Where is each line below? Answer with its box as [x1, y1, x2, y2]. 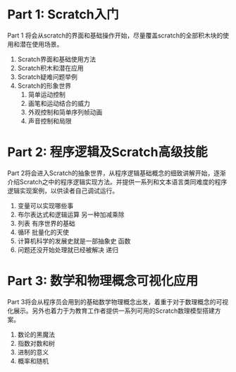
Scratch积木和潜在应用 [17, 64, 84, 72]
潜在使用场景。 [19, 40, 63, 48]
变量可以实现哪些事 [17, 201, 74, 210]
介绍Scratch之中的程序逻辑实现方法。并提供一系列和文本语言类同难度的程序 [7, 177, 228, 186]
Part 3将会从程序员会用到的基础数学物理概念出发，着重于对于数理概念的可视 [7, 297, 229, 306]
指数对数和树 [17, 339, 55, 347]
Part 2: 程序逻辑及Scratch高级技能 [7, 144, 208, 160]
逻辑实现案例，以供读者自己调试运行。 [7, 186, 118, 195]
